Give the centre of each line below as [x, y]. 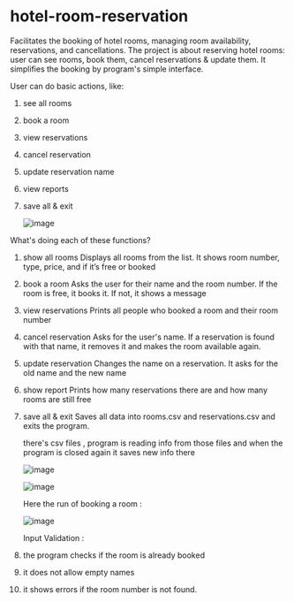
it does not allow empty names [79, 572]
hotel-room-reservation [99, 16]
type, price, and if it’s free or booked [89, 266]
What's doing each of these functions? [80, 240]
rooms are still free [57, 399]
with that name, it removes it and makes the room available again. [142, 346]
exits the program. [56, 425]
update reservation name [68, 171]
